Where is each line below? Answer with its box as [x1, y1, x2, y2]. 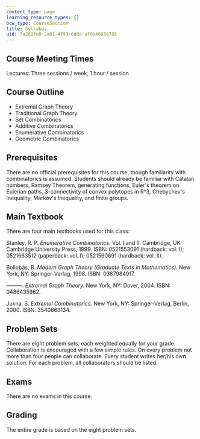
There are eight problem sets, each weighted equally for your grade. [6, 340, 176, 347]
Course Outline [6, 87, 64, 97]
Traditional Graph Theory [14, 109, 78, 116]
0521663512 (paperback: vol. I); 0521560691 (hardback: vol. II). [6, 252, 163, 259]
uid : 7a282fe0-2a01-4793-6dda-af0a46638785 [6, 31, 117, 37]
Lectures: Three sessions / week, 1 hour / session [6, 69, 130, 77]
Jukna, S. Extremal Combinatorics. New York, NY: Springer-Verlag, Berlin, [6, 300, 190, 308]
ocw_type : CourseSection [6, 20, 69, 26]
